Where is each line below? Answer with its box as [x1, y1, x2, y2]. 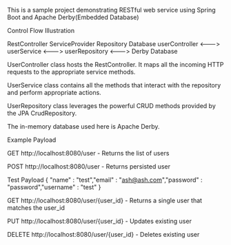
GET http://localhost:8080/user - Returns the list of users [7, 149, 170, 157]
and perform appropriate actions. [7, 89, 101, 96]
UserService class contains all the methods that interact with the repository [7, 81, 221, 89]
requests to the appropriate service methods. [7, 68, 136, 76]
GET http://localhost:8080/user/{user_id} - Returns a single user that [7, 196, 202, 204]
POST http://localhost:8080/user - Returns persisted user [7, 162, 171, 171]
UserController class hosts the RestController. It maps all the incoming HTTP [7, 61, 224, 68]
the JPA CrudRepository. [7, 109, 77, 117]
